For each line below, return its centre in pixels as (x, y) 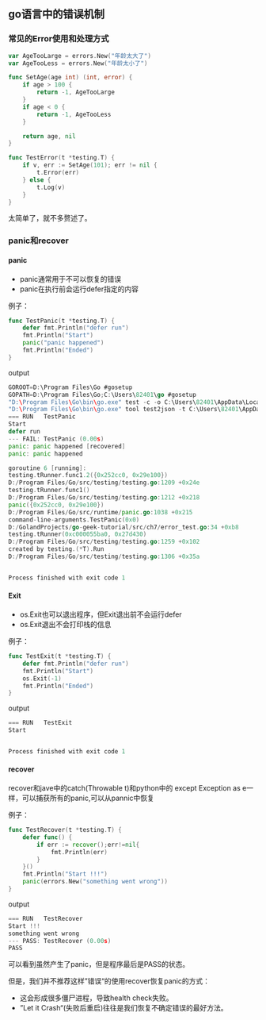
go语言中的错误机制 (57, 14)
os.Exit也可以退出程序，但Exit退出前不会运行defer (101, 614)
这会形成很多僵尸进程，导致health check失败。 (96, 998)
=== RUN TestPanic (42, 417)
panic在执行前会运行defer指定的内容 (79, 289)
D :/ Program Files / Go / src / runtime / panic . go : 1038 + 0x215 (101, 512)
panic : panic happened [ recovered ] (67, 446)
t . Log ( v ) (51, 187)
